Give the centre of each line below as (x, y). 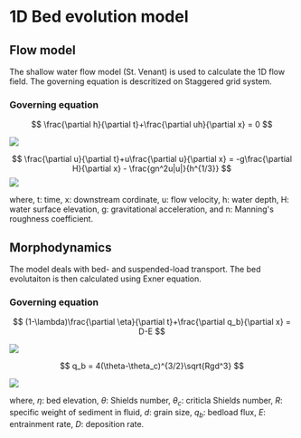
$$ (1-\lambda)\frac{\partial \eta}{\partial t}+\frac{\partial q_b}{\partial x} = (152, 322)
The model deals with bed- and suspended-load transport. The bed (135, 270)
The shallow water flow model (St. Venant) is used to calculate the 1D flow (147, 71)
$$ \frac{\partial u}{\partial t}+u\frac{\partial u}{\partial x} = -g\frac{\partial (152, 159)
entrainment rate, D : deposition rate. (77, 424)
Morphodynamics (61, 248)
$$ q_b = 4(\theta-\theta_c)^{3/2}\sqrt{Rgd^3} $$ (152, 366)
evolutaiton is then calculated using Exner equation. (105, 279)
